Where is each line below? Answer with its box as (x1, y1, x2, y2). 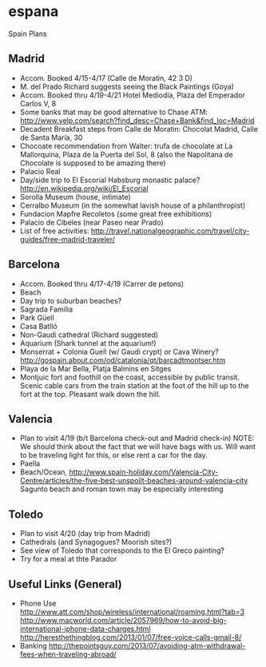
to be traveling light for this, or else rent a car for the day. (19, 451, 208, 460)
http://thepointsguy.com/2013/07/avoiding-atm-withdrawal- (48, 641, 246, 650)
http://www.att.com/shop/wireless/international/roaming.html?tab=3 (19, 607, 245, 617)
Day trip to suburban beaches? (19, 296, 122, 305)
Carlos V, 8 (19, 98, 57, 108)
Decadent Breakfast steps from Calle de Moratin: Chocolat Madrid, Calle (19, 124, 258, 133)
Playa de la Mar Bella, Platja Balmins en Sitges (19, 363, 172, 373)
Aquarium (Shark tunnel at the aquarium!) (19, 338, 157, 347)
